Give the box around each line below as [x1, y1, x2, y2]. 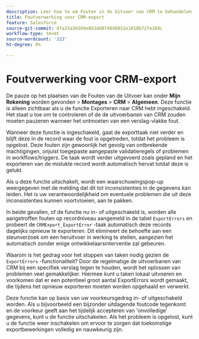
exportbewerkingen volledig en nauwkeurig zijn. [6, 325, 123, 332]
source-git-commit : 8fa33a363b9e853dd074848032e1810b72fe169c [6, 25, 163, 31]
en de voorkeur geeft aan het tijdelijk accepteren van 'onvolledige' [6, 306, 168, 314]
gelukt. [6, 167, 23, 174]
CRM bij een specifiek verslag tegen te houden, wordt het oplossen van [6, 264, 181, 271]
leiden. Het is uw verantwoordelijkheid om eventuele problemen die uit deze [6, 190, 191, 197]
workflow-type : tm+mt [6, 31, 60, 37]
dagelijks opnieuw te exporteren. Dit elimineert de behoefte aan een [6, 227, 172, 234]
